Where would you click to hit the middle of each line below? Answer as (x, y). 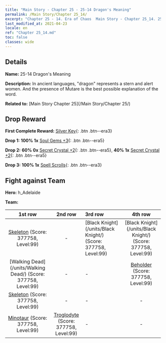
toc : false (16, 38)
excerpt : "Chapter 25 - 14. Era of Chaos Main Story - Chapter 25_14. (80, 19)
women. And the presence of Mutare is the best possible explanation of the (82, 89)
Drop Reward (25, 119)
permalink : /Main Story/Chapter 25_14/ (46, 14)
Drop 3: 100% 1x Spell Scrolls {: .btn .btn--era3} (54, 165)
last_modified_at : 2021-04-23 (36, 24)
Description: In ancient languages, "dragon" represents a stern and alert (79, 83)
